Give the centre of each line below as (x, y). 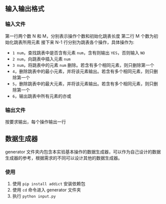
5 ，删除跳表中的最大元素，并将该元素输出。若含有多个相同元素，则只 (83, 84)
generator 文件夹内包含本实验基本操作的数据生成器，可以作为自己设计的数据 (83, 152)
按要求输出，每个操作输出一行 (35, 122)
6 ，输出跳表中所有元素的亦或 (42, 96)
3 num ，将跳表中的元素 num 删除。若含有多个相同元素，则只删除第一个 (83, 65)
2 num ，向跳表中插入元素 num (41, 59)
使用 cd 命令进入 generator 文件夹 (47, 190)
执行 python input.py (34, 196)
